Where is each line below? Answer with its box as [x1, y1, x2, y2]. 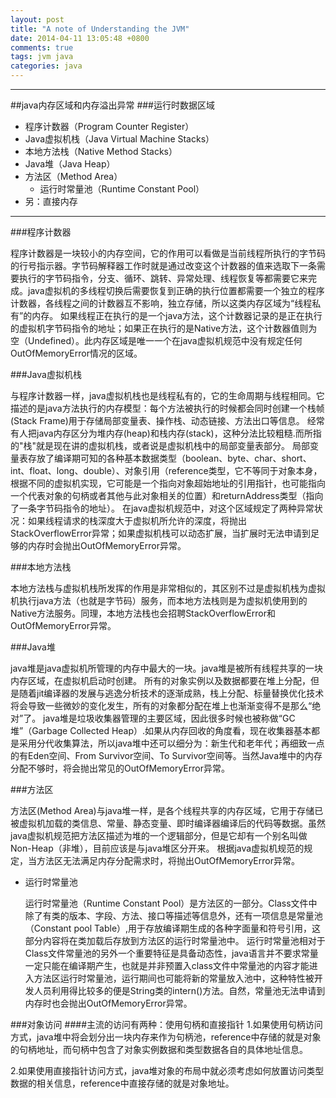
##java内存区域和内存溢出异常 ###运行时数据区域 [10, 99, 215, 111]
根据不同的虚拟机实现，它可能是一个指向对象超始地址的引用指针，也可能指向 [10, 477, 326, 489]
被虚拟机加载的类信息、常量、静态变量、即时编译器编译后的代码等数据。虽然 [10, 817, 326, 829]
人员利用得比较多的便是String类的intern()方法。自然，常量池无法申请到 [33, 985, 326, 996]
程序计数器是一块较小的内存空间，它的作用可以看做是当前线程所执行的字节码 [10, 247, 326, 259]
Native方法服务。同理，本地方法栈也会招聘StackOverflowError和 [10, 607, 277, 619]
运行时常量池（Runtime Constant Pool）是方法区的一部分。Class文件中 [24, 897, 318, 909]
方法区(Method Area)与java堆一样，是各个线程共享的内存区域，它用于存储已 [10, 805, 324, 816]
